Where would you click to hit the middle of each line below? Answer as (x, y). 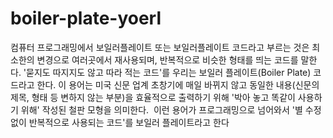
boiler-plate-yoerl (86, 18)
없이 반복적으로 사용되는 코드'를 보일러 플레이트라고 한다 (120, 122)
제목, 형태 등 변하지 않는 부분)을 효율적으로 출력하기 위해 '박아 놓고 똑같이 (153, 97)
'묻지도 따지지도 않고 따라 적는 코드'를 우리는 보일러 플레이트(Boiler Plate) (167, 72)
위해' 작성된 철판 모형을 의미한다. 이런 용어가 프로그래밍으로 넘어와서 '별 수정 (171, 109)
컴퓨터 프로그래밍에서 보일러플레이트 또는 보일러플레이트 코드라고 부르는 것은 (160, 47)
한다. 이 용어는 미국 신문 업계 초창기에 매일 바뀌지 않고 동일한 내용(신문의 (178, 84)
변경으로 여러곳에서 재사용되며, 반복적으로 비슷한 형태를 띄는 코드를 (167, 59)
